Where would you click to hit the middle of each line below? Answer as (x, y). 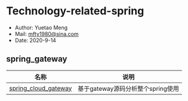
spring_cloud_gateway (41, 88)
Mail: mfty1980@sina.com (47, 33)
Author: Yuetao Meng (41, 27)
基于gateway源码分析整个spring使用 (128, 88)
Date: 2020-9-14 (36, 40)
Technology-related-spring (75, 11)
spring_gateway (37, 59)
